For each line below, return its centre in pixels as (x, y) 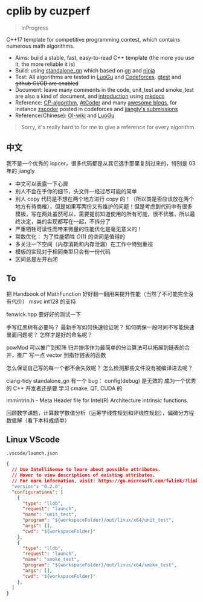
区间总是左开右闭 (36, 259)
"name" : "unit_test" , (50, 514)
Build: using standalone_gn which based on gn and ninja (85, 70)
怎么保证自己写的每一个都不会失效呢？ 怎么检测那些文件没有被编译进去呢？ (100, 368)
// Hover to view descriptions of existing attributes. (83, 475)
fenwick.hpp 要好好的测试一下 (44, 314)
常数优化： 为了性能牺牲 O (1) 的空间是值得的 (70, 236)
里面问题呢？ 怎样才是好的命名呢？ (49, 335)
